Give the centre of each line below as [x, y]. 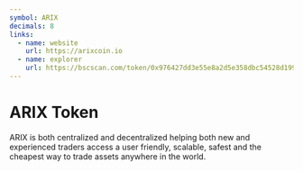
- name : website [48, 43]
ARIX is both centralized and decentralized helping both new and [130, 137]
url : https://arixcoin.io [74, 51]
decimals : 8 [32, 26]
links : [22, 34]
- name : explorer [50, 59]
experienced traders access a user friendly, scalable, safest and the [135, 147]
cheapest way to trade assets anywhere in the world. [108, 156]
